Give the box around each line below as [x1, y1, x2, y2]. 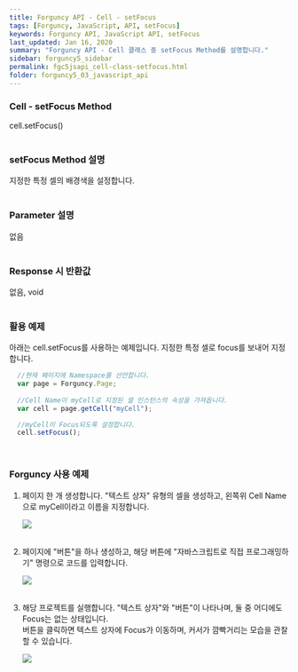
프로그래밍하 [245, 546, 289, 557]
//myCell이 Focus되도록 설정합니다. [17, 420, 136, 429]
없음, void [9, 286, 44, 297]
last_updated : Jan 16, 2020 [9, 37, 114, 47]
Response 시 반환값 [9, 265, 91, 277]
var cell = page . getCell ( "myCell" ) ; [17, 404, 153, 413]
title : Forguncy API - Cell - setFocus [9, 12, 157, 22]
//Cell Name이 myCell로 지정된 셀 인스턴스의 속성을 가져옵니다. [17, 396, 228, 405]
